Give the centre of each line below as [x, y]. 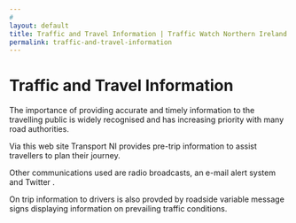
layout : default [39, 26]
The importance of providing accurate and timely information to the [132, 111]
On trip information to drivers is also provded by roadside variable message [147, 199]
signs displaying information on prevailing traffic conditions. [118, 209]
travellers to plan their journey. [65, 156]
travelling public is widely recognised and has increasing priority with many [147, 119]
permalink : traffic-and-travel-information [91, 42]
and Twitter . [32, 182]
